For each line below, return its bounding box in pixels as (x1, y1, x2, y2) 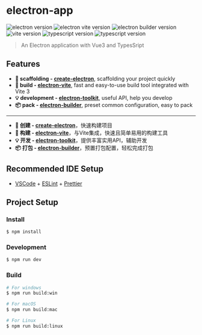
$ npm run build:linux (6, 323, 63, 329)
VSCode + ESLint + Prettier (14, 180, 82, 187)
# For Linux (6, 318, 36, 324)
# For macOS (6, 301, 36, 307)
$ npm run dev (6, 257, 42, 263)
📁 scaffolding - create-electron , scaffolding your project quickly (14, 75, 176, 82)
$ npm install (6, 229, 42, 235)
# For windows (6, 284, 42, 290)
